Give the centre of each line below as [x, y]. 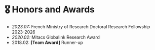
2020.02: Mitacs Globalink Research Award [56, 37]
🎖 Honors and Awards [50, 10]
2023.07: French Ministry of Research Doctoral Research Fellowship [81, 26]
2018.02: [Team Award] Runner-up [47, 42]
